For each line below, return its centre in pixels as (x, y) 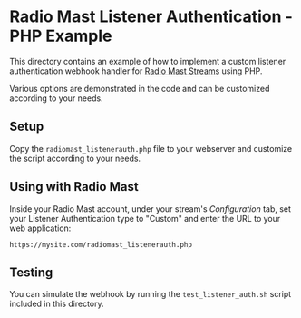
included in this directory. (57, 304)
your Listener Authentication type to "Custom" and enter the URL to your (145, 218)
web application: (40, 228)
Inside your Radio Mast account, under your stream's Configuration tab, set (150, 209)
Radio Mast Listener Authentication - (151, 17)
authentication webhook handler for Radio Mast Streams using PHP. (136, 71)
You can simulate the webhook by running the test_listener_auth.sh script (150, 294)
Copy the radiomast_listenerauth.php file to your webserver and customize (151, 148)
